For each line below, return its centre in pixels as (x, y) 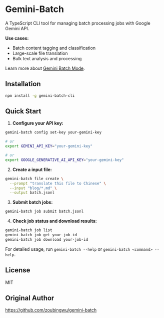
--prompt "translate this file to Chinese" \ (58, 183)
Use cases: (17, 38)
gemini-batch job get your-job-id (41, 235)
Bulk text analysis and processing (47, 58)
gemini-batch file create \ (34, 179)
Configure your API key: (38, 123)
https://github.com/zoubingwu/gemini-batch (51, 310)
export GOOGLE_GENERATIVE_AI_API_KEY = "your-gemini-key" (64, 160)
